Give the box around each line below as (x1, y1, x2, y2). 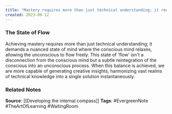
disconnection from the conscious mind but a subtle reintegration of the (5, 57, 157, 63)
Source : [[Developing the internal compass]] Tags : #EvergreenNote (5, 98, 148, 104)
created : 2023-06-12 (5, 12, 50, 17)
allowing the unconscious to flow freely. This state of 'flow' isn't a (5, 52, 144, 58)
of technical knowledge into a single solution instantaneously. (5, 73, 135, 79)
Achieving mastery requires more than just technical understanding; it (5, 40, 153, 47)
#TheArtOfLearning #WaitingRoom (5, 103, 78, 109)
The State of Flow (5, 29, 50, 36)
